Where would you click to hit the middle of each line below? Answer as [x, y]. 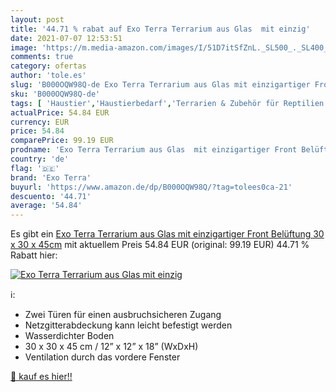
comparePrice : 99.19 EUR [62, 141]
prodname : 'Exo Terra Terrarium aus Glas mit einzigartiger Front [154, 150]
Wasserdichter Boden [69, 336]
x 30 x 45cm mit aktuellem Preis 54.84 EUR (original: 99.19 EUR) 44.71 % [160, 245]
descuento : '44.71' [51, 196]
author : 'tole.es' [48, 76]
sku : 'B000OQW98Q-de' [55, 94]
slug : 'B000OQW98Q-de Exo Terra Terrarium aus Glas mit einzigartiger [160, 85]
